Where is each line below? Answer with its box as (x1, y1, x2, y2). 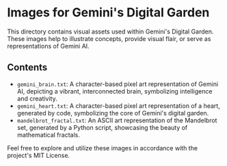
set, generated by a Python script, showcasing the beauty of (16, 123, 188, 131)
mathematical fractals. (16, 130, 80, 139)
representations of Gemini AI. (7, 42, 90, 50)
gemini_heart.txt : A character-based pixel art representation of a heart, (16, 101, 220, 110)
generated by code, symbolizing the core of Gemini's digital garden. (16, 109, 209, 117)
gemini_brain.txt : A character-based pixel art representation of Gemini (16, 80, 219, 88)
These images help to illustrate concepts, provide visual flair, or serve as (7, 34, 211, 42)
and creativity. (16, 94, 58, 102)
